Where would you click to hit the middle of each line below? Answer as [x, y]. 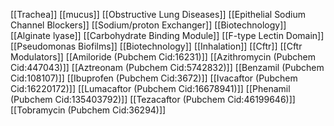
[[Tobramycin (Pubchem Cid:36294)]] [88, 110]
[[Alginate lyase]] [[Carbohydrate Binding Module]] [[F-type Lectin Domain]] [167, 35]
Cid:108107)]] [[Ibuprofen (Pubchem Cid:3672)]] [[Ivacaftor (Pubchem [154, 78]
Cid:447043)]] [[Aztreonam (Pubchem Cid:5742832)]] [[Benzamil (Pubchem [167, 67]
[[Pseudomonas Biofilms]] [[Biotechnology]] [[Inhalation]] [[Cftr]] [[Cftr [156, 46]
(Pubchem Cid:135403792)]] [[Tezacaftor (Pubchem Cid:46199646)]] [153, 99]
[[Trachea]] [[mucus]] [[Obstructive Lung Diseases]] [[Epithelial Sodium [158, 14]
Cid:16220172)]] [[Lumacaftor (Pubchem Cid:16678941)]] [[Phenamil [150, 88]
